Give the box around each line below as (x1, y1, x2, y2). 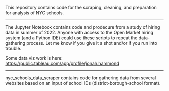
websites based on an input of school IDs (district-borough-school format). (5, 80, 161, 86)
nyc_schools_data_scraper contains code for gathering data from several (5, 75, 156, 81)
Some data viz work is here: (5, 55, 63, 61)
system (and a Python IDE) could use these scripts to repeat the (5, 35, 138, 41)
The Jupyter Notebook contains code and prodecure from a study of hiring (5, 24, 160, 30)
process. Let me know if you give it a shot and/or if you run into (26, 40, 157, 46)
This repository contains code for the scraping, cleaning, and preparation (5, 5, 157, 10)
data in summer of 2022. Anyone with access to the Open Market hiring (5, 30, 154, 35)
